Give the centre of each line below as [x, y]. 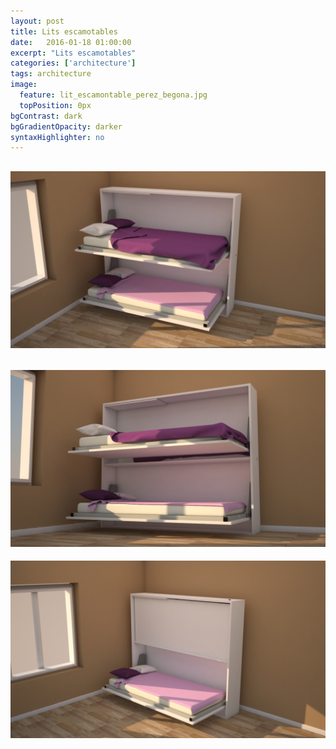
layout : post [37, 21]
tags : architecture [51, 74]
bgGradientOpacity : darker [66, 126]
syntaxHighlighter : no [57, 137]
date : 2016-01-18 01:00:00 [71, 42]
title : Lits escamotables [64, 31]
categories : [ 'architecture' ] [73, 63]
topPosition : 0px [55, 105]
